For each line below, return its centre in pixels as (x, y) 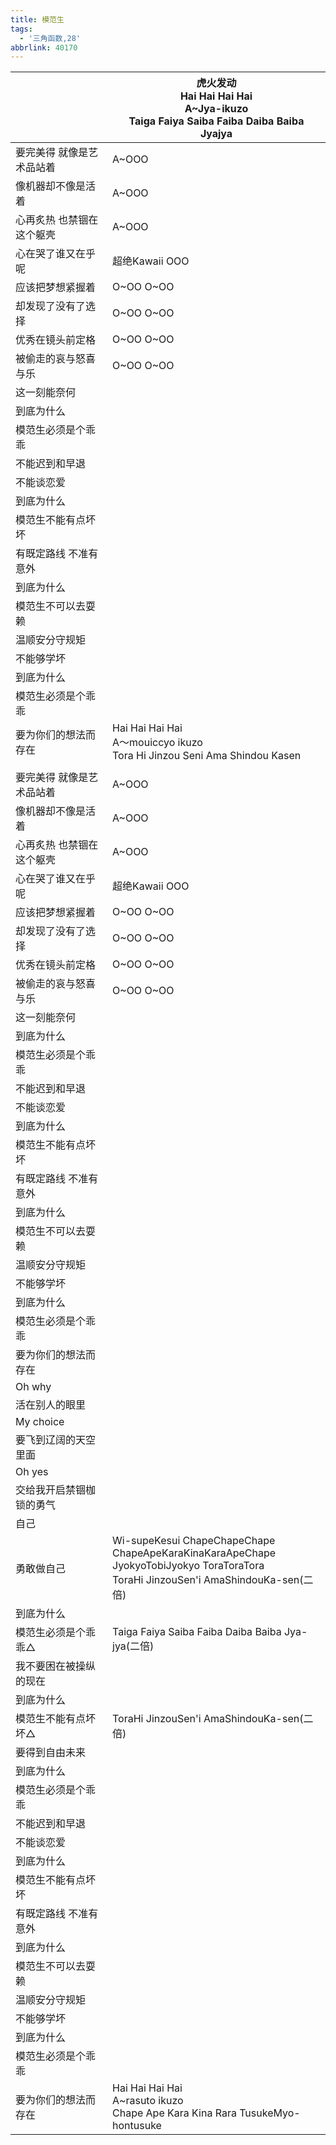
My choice (40, 1422)
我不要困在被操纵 (56, 1666)
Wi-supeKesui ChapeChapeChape (194, 1541)
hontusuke (137, 2126)
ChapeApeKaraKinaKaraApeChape (194, 1553)
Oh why (33, 1387)
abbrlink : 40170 (44, 47)
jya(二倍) (133, 1646)
